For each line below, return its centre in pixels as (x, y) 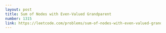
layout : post (19, 9)
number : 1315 (19, 18)
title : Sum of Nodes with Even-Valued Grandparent (58, 14)
